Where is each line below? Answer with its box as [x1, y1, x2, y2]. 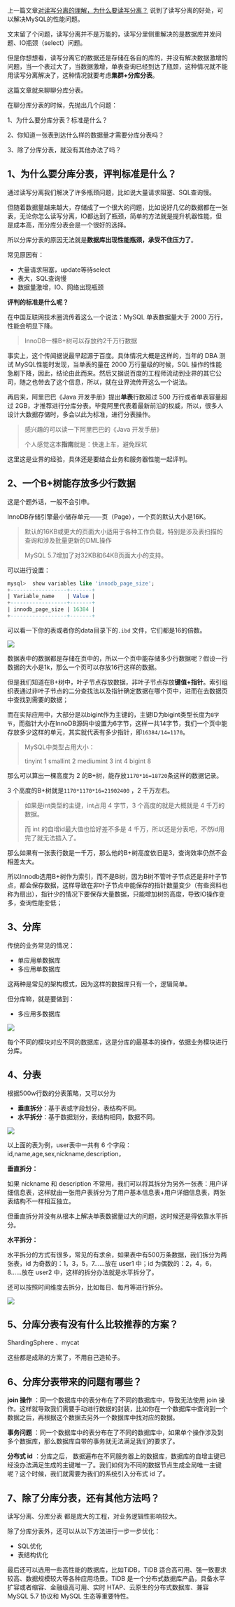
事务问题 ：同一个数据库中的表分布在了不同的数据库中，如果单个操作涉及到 [7, 1428, 224, 1437]
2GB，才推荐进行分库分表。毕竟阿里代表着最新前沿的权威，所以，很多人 [15, 401, 224, 409]
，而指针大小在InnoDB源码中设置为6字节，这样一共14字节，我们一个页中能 [12, 719, 228, 727]
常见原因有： [7, 250, 44, 258]
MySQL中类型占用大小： [24, 743, 95, 751]
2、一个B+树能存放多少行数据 [7, 477, 136, 489]
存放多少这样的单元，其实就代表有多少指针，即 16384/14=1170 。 [7, 727, 190, 736]
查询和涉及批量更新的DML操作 [24, 536, 112, 544]
